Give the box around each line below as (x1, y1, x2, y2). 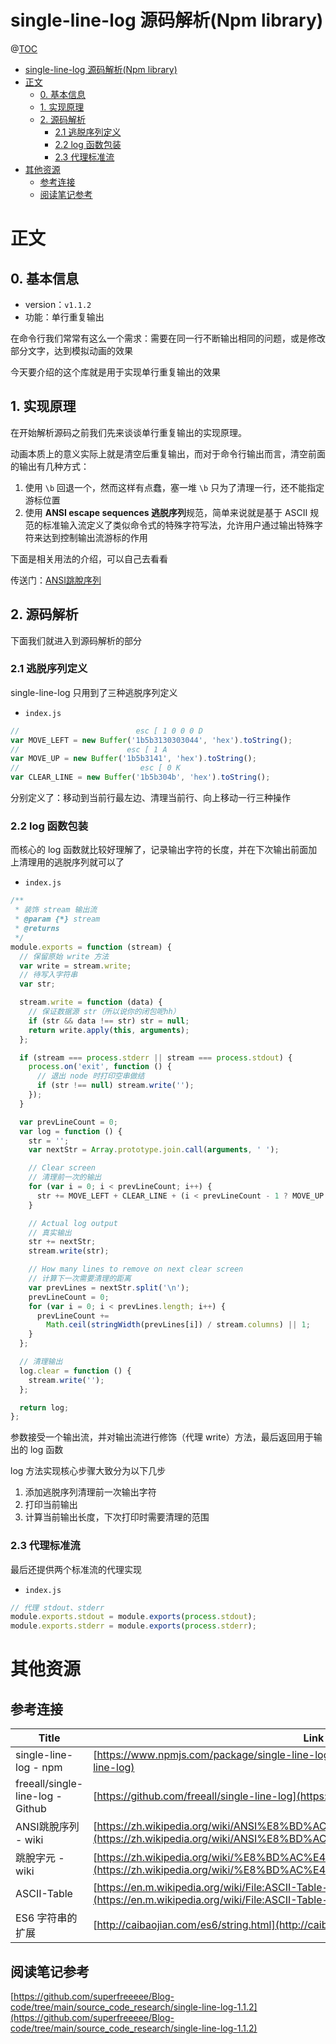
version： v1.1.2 (24, 298, 92, 310)
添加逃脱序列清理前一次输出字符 (24, 1486, 157, 1498)
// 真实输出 (28, 1227, 72, 1238)
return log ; (19, 1402, 70, 1413)
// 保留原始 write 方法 (19, 951, 110, 961)
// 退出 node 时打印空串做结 (36, 1071, 145, 1081)
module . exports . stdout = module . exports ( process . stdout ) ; (10, 1612, 257, 1622)
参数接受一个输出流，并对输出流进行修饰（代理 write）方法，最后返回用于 (10, 1431, 314, 1443)
